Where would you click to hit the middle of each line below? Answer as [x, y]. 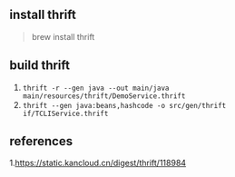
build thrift [40, 66]
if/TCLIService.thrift [65, 113]
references [41, 141]
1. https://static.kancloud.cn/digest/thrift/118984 [98, 163]
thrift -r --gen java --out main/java [96, 88]
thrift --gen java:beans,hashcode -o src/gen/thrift [124, 105]
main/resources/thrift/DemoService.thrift [104, 96]
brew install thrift [63, 36]
